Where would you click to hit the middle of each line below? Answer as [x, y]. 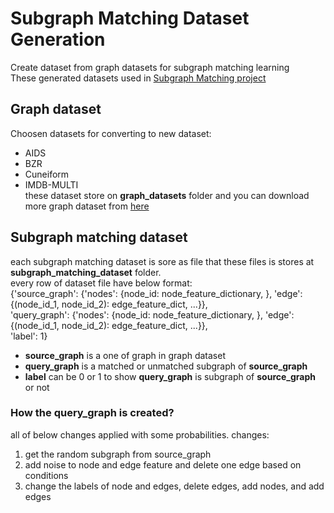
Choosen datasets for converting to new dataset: [111, 133]
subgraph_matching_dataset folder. [86, 272]
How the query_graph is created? [92, 413]
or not [37, 387]
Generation [58, 39]
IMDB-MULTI [51, 184]
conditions [46, 475]
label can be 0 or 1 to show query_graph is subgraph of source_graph [170, 376]
